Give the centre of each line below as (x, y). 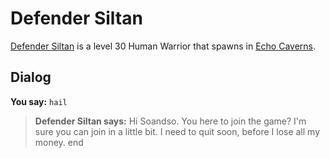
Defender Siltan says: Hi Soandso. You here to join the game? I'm (170, 121)
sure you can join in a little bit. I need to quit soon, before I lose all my (177, 131)
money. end (59, 142)
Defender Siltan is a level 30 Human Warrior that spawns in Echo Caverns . (163, 46)
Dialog (31, 77)
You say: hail (39, 101)
